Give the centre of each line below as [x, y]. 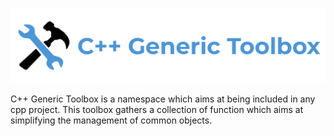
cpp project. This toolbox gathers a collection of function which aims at [157, 110]
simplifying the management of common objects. [111, 120]
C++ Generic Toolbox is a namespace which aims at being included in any [163, 99]
